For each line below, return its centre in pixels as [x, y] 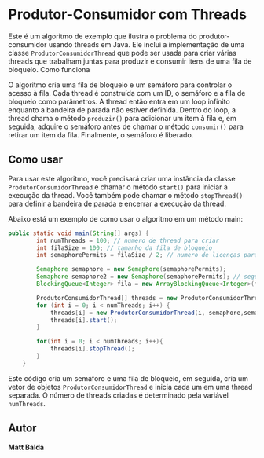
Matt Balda [26, 447]
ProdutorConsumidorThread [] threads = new [107, 298]
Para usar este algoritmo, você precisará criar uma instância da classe [122, 178]
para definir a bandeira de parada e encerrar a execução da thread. [117, 203]
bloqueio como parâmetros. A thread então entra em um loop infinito [119, 101]
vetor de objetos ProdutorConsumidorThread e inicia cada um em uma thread [130, 387]
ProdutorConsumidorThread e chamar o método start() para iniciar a [118, 187]
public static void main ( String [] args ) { [79, 233]
